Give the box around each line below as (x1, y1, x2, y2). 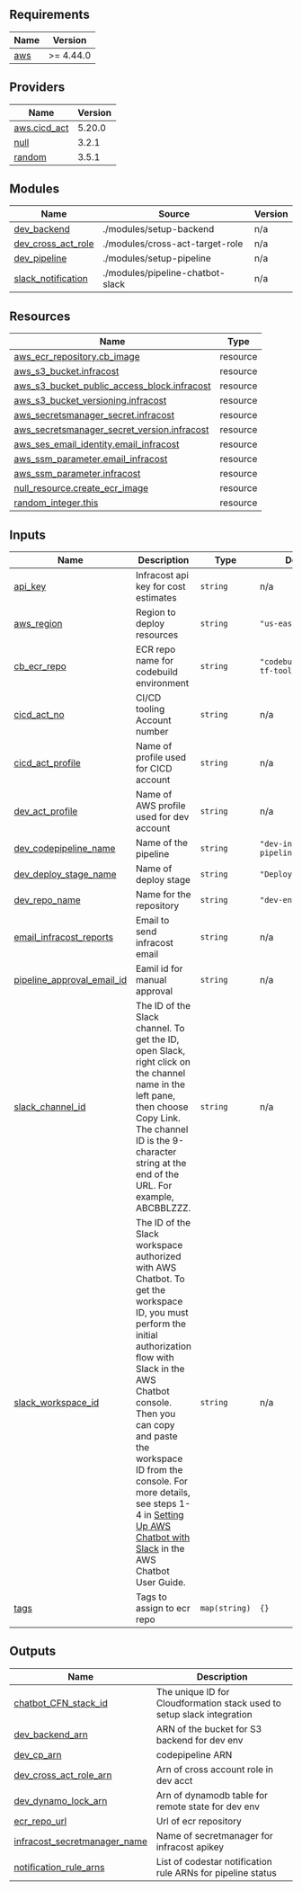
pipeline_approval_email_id (13, 974, 128, 986)
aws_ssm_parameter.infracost (13, 468, 141, 480)
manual (135, 974, 167, 986)
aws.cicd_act (13, 121, 69, 134)
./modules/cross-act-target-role (102, 237, 244, 250)
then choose (135, 1101, 189, 1113)
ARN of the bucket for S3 (155, 1722, 262, 1735)
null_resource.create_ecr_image (13, 482, 149, 495)
